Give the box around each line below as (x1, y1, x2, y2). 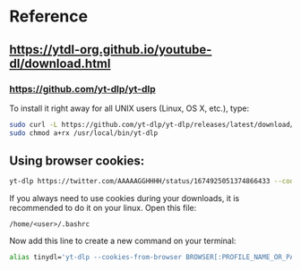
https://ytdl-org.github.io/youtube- (9, 42, 212, 57)
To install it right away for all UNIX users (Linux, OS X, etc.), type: (9, 103, 249, 114)
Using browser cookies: (9, 154, 145, 169)
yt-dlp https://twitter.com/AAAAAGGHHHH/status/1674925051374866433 (9, 177, 271, 186)
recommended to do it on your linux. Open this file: (9, 203, 197, 214)
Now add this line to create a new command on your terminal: (9, 235, 236, 247)
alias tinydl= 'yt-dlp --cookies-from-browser (9, 253, 182, 262)
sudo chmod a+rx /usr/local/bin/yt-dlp (9, 128, 159, 138)
